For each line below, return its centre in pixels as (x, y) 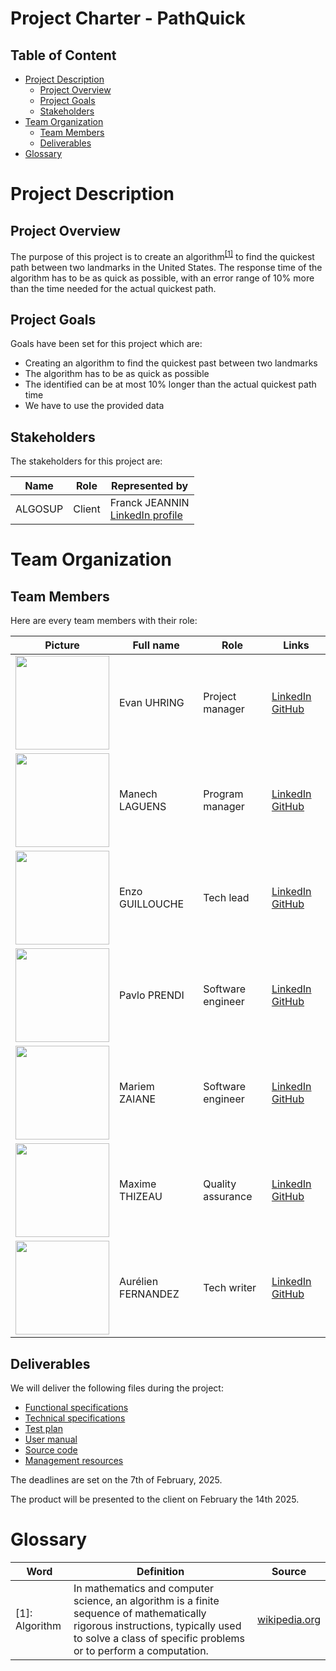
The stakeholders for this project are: (86, 461)
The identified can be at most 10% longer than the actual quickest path (170, 384)
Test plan (43, 1429)
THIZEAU (141, 1197)
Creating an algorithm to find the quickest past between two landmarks (171, 363)
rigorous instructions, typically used (157, 1626)
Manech (138, 794)
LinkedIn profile (146, 515)
